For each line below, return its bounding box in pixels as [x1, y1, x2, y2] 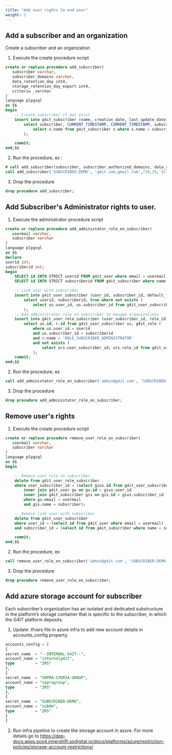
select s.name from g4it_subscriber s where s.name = [32, 127, 150, 132]
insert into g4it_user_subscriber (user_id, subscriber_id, [14, 293, 145, 298]
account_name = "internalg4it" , [5, 656, 74, 661]
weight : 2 [5, 12, 27, 17]
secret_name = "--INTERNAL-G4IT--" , [5, 651, 86, 657]
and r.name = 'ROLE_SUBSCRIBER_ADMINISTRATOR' [32, 335, 134, 341]
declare [5, 255, 22, 260]
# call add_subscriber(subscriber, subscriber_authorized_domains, [5, 165, 153, 170]
